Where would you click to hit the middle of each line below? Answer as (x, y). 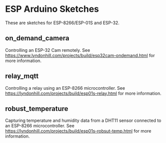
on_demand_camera (37, 38)
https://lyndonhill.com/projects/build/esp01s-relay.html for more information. (83, 93)
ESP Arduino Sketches (52, 9)
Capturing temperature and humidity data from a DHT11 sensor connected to (83, 121)
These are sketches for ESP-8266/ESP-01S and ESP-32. (62, 23)
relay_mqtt (22, 76)
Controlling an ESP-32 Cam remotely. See (48, 50)
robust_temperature (37, 109)
